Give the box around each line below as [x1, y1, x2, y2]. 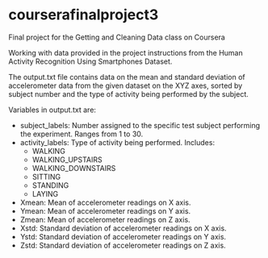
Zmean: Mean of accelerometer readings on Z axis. [19, 214, 191, 224]
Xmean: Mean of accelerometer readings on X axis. [19, 198, 191, 207]
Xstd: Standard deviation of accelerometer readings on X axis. [19, 223, 228, 233]
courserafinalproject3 [8, 6, 159, 24]
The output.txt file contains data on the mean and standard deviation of [8, 72, 245, 81]
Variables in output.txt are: [8, 105, 97, 114]
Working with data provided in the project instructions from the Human [8, 48, 244, 57]
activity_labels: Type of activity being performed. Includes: [19, 137, 216, 147]
